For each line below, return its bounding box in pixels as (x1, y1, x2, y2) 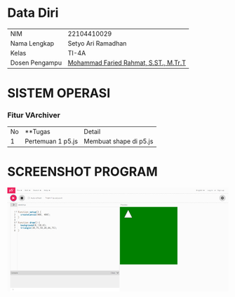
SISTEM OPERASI (7, 86, 111, 101)
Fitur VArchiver (7, 110, 61, 120)
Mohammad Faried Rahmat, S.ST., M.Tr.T (67, 58, 186, 67)
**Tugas (24, 128, 51, 136)
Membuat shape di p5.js (83, 137, 154, 145)
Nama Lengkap (10, 39, 55, 47)
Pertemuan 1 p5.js (24, 137, 79, 145)
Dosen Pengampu (10, 58, 62, 67)
